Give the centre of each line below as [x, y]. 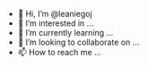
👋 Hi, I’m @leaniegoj [55, 14]
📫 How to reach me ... [59, 52]
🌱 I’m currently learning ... [65, 33]
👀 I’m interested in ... [56, 23]
